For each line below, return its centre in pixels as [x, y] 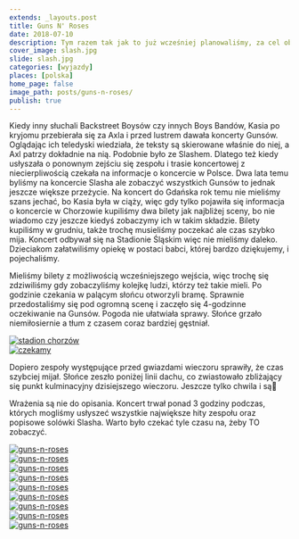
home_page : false [41, 84]
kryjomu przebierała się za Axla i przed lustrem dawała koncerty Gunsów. [144, 136]
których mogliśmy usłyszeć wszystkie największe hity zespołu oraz [133, 413]
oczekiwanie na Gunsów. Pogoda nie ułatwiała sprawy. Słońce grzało [136, 314]
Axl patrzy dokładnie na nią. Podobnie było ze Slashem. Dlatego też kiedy [144, 154]
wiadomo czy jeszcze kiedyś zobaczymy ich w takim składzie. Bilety [135, 220]
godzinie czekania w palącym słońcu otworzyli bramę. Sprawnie [127, 294]
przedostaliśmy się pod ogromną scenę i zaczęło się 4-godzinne [128, 304]
